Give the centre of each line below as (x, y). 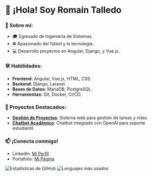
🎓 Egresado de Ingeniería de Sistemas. (52, 36)
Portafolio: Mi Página (33, 159)
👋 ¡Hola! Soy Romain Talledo (63, 10)
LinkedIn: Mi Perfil (30, 154)
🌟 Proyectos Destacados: (36, 107)
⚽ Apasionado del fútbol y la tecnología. (53, 44)
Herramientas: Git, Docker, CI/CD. (47, 94)
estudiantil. (23, 128)
